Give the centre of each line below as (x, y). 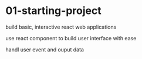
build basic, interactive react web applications (61, 27)
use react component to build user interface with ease (71, 38)
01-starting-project (53, 11)
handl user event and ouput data (45, 49)
